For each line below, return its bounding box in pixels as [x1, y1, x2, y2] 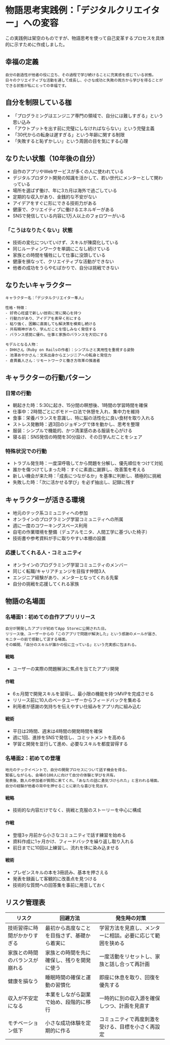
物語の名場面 [5, 596, 46, 606]
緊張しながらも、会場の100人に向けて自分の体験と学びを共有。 [5, 773, 118, 778]
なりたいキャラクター [5, 281, 72, 289]
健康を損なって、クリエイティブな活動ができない [12, 258, 114, 264]
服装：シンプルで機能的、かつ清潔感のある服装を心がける [12, 428, 133, 434]
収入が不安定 [8, 994, 39, 1001]
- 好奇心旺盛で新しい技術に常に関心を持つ [5, 311, 82, 316]
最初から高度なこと [45, 924, 91, 931]
